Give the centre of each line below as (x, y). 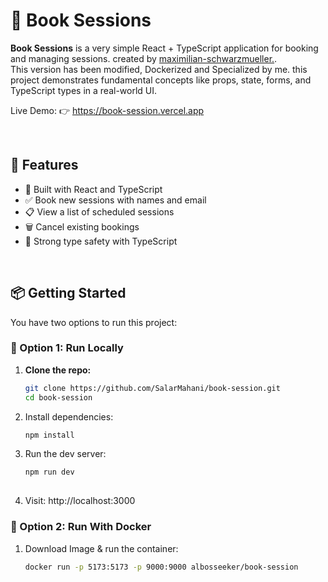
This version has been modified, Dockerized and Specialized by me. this (159, 69)
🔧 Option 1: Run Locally (67, 348)
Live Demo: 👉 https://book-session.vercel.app (107, 110)
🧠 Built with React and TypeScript (93, 189)
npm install (49, 435)
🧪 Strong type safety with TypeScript (101, 241)
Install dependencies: (69, 416)
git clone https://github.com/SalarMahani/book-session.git (152, 388)
